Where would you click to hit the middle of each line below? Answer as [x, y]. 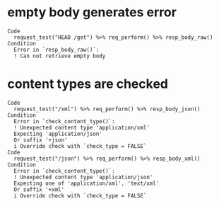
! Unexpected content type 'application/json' [83, 177]
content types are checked [88, 84]
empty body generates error [92, 12]
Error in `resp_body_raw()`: [57, 50]
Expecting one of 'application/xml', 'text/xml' [87, 183]
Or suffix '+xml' [39, 189]
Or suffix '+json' [41, 140]
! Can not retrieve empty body [60, 56]
